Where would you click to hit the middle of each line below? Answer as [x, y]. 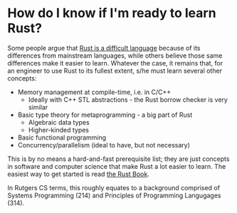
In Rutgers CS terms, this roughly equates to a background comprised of [114, 187]
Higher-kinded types [59, 130]
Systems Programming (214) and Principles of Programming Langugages [114, 195]
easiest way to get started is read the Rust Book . [78, 174]
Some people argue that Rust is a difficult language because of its [104, 48]
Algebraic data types [59, 122]
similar [38, 107]
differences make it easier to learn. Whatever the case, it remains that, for [115, 63]
